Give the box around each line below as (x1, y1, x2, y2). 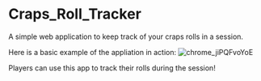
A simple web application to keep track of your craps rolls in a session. (8, 32, 244, 41)
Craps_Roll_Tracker (8, 5, 141, 23)
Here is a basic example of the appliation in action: (8, 47, 177, 57)
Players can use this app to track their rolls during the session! (8, 62, 216, 73)
